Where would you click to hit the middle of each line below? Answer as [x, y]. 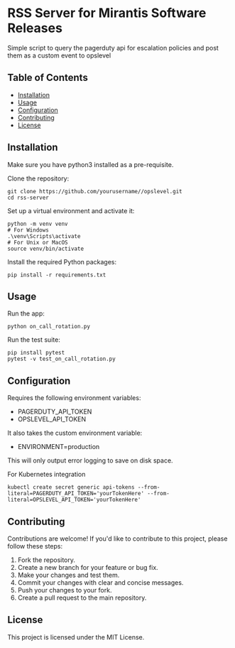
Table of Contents [48, 78]
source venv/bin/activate [45, 249]
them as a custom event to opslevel [59, 55]
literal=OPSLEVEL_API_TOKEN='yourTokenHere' [74, 500]
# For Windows [28, 230]
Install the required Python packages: [62, 261]
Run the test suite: [34, 340]
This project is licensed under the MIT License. [76, 637]
